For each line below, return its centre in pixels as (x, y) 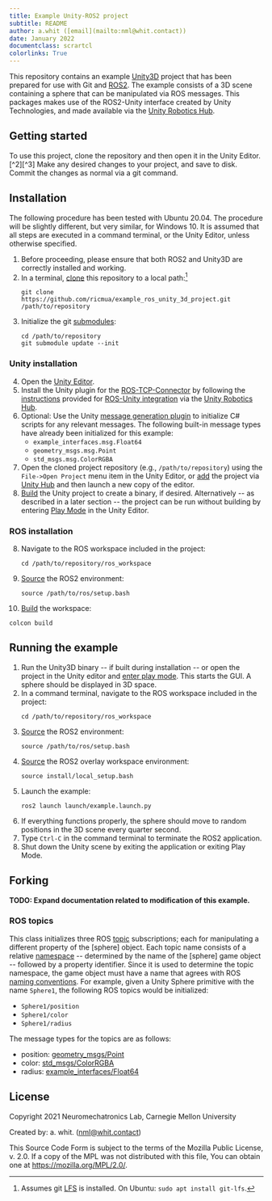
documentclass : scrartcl (51, 46)
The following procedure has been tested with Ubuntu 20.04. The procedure (136, 217)
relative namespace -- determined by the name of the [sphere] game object (135, 955)
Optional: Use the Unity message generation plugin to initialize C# (130, 415)
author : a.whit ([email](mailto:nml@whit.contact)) (98, 31)
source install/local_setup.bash (77, 776)
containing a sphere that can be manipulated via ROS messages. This (125, 93)
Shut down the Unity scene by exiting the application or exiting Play (133, 846)
